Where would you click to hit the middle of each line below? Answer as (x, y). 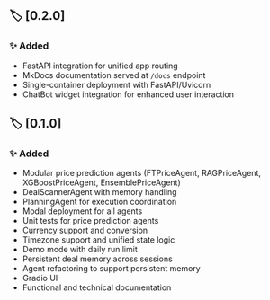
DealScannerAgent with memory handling (99, 192)
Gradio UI (40, 278)
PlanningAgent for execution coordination (99, 202)
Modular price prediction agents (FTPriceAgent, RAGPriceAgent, (141, 173)
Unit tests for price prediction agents (90, 221)
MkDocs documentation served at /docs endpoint (114, 75)
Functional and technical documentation (97, 287)
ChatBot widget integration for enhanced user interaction (128, 94)
